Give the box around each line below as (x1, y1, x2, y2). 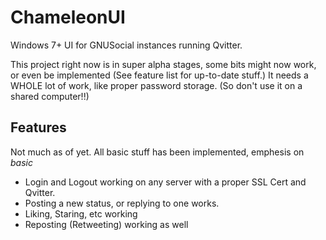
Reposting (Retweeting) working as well (24, 218, 189, 230)
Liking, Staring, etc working (24, 207, 138, 220)
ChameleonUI (10, 6, 126, 29)
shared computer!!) (10, 90, 90, 102)
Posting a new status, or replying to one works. (24, 197, 220, 209)
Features (10, 119, 67, 136)
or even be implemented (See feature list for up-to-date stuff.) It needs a (10, 69, 309, 81)
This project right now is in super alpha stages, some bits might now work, (10, 58, 317, 70)
